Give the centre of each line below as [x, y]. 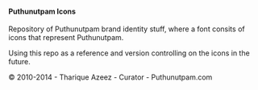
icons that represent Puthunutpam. [66, 38]
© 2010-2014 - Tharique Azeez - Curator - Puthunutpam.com [110, 77]
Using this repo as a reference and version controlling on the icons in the [129, 53]
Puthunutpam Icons [42, 11]
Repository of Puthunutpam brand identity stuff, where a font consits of [127, 29]
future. [19, 62]
